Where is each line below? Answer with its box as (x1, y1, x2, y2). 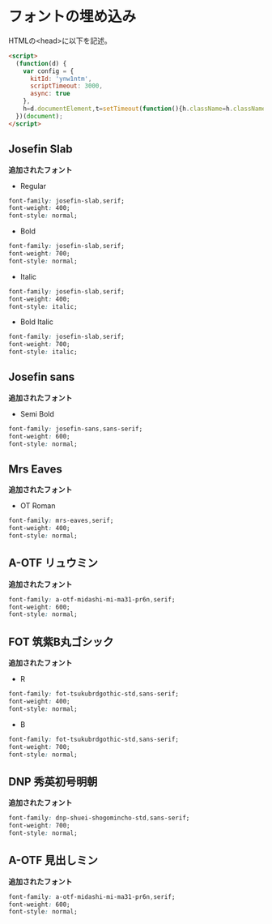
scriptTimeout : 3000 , (29, 82, 104, 90)
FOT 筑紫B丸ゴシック (8, 635, 114, 648)
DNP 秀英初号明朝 (8, 775, 98, 789)
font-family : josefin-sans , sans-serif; (8, 425, 143, 433)
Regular (19, 181, 47, 190)
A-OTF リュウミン (8, 556, 99, 570)
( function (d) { (15, 59, 67, 67)
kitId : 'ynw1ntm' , (29, 75, 92, 83)
